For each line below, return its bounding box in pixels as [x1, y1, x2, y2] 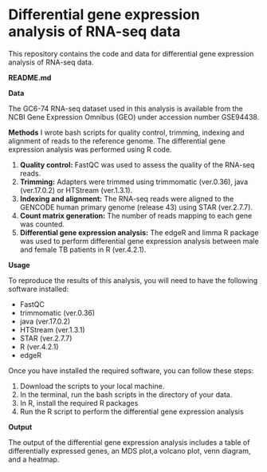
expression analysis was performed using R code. [8, 144, 172, 154]
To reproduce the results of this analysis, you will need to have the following [8, 275, 258, 285]
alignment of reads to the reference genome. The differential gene [8, 136, 226, 145]
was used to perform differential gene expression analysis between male [19, 236, 259, 246]
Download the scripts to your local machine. [19, 381, 165, 391]
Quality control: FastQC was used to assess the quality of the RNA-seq [19, 159, 255, 169]
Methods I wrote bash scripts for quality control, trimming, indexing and [8, 128, 245, 137]
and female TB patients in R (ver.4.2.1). [19, 245, 147, 254]
